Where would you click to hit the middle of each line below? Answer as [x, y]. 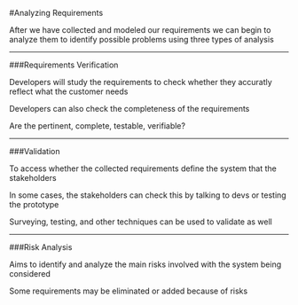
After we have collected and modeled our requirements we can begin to [140, 30]
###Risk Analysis [41, 247]
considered [30, 274]
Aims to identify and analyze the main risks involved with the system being [145, 264]
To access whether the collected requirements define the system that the [143, 168]
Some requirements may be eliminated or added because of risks [129, 291]
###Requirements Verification [64, 65]
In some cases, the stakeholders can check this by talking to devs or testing [148, 195]
